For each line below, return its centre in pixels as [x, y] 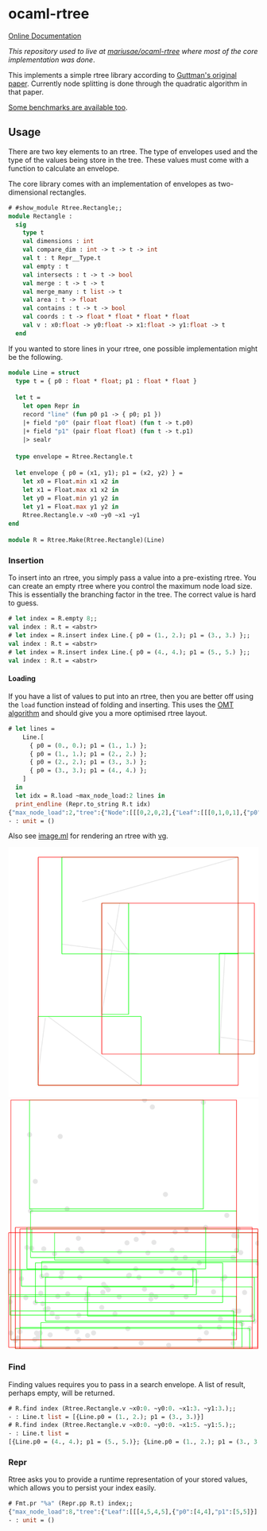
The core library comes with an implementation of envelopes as [112, 184]
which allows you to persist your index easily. [82, 1488]
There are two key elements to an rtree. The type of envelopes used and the [133, 151]
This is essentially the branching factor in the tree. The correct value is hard [132, 595]
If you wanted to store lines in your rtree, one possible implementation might [133, 348]
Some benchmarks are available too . [68, 107]
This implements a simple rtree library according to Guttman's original [122, 75]
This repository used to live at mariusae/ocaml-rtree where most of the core [133, 51]
